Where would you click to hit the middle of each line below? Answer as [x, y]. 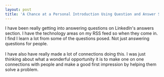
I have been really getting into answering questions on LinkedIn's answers [80, 28]
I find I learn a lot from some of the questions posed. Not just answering [77, 38]
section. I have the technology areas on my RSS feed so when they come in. [82, 33]
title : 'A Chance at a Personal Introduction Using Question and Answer [81, 14]
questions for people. [27, 43]
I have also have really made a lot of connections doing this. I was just [75, 54]
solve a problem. [22, 69]
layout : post [18, 10]
